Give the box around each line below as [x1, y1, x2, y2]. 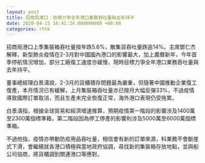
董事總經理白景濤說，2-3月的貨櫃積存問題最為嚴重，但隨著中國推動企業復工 [6, 79, 197, 86]
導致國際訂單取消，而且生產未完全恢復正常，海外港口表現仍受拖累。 [6, 94, 178, 102]
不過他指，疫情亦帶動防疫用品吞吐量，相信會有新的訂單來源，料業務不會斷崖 [6, 135, 199, 143]
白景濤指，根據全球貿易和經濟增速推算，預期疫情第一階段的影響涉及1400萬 [6, 107, 195, 114]
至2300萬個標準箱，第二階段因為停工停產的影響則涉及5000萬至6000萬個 [6, 115, 191, 122]
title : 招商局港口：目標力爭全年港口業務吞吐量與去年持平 [6, 15, 135, 21]
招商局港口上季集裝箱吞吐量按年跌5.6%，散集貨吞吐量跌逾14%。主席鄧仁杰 [6, 43, 196, 50]
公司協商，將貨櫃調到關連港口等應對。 [6, 150, 103, 158]
